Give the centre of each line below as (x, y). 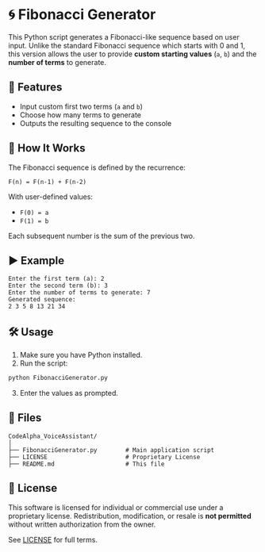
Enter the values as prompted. (69, 393)
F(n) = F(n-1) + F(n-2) (48, 182)
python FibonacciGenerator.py (58, 378)
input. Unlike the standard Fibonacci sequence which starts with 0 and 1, (127, 45)
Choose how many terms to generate (80, 115)
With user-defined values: (51, 197)
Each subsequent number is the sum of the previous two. (102, 236)
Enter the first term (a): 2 (56, 279)
